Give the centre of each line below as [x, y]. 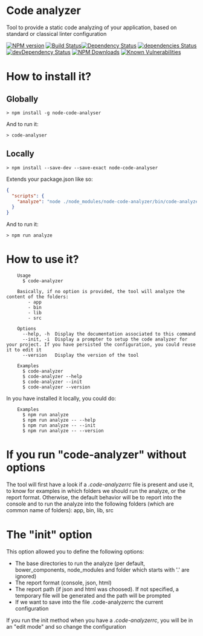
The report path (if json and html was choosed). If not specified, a [97, 589]
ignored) [26, 576]
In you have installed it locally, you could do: [61, 399]
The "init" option [49, 535]
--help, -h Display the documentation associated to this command [109, 334]
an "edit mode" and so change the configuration [66, 626]
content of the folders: [37, 297]
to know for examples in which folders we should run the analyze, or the [96, 491]
